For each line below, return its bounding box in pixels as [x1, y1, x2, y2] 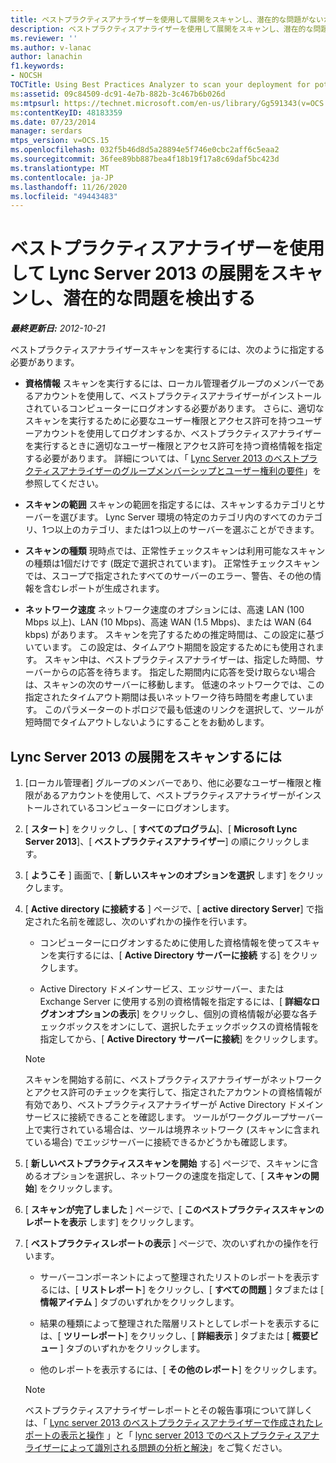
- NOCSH [10, 71, 43, 81]
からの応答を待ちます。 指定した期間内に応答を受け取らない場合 [51, 666, 317, 678]
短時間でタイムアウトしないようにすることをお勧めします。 [24, 716, 270, 728]
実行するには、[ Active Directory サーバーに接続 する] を [57, 949, 292, 961]
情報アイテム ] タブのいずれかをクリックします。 [39, 1296, 240, 1308]
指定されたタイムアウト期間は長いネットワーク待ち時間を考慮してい [24, 691, 306, 703]
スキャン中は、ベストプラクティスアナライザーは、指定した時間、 [44, 654, 316, 666]
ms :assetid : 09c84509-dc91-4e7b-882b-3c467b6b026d [10, 89, 226, 99]
